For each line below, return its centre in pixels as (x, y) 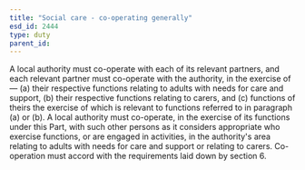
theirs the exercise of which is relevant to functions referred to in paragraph (151, 108)
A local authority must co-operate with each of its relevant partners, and (144, 69)
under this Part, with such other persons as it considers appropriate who (145, 127)
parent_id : (30, 43)
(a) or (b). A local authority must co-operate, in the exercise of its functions (150, 117)
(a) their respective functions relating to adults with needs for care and (152, 88)
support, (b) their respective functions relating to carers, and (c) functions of (152, 98)
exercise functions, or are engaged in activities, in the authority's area (140, 136)
